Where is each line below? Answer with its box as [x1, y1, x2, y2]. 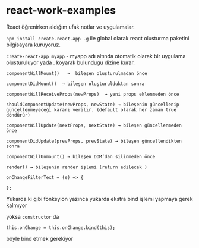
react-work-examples [6, 4, 116, 17]
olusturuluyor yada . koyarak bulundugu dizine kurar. [6, 59, 135, 66]
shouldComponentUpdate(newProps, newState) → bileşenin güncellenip [6, 102, 179, 108]
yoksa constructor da [6, 213, 59, 220]
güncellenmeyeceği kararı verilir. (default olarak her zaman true [6, 106, 177, 113]
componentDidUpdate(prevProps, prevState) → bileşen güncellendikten [6, 138, 182, 144]
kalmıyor [6, 202, 27, 209]
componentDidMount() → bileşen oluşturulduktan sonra [6, 81, 145, 87]
